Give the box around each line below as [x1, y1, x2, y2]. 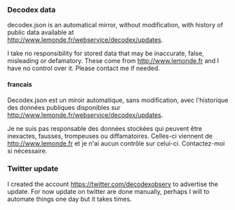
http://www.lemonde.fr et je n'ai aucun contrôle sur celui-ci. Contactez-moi [7, 139, 225, 148]
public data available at [7, 28, 74, 36]
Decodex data [7, 5, 56, 15]
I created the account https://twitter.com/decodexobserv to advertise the [7, 180, 219, 188]
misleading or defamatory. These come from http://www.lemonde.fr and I [7, 57, 220, 65]
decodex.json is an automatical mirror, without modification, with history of [7, 21, 223, 29]
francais [7, 80, 33, 88]
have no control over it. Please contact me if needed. [7, 64, 160, 73]
